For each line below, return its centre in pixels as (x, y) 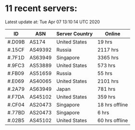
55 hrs (105, 73)
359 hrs (106, 97)
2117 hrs (108, 50)
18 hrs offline (113, 104)
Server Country (74, 33)
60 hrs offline (113, 120)
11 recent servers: (41, 8)
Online (113, 33)
